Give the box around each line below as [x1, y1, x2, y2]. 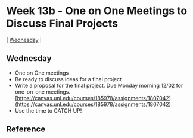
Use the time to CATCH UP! [14, 107, 82, 114]
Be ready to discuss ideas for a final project [14, 75, 122, 82]
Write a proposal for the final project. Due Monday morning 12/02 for [14, 82, 183, 89]
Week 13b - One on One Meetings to [6, 4, 188, 18]
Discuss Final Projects [6, 17, 118, 30]
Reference [6, 124, 46, 134]
